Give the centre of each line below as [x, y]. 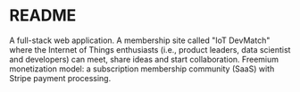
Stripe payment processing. [60, 78]
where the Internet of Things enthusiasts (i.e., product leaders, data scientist [150, 49]
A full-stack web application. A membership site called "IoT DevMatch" [140, 40]
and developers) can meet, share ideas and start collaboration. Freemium [144, 59]
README [43, 16]
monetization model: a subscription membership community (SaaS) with [142, 69]
